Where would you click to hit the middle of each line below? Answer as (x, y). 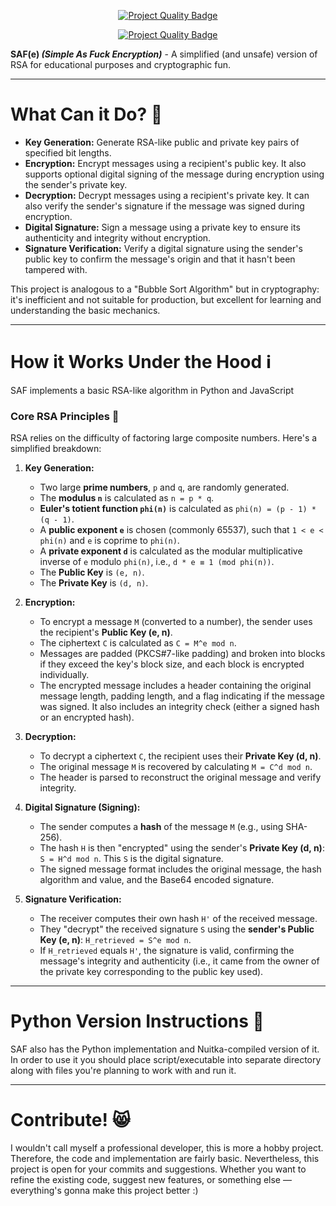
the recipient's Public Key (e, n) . (106, 632)
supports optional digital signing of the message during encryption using (174, 174)
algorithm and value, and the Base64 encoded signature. (157, 880)
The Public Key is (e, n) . (92, 572)
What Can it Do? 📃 (86, 114)
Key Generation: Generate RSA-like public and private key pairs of (162, 142)
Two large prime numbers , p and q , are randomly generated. (164, 487)
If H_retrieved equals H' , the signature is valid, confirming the (167, 951)
